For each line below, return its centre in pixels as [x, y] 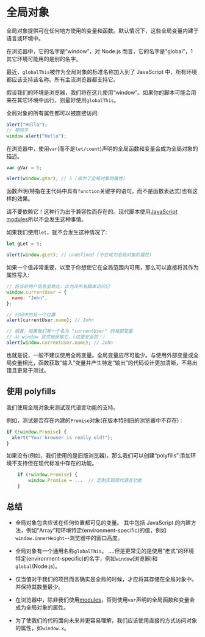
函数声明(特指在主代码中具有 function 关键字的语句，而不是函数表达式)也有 [99, 191]
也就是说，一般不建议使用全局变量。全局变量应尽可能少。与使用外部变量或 [100, 355]
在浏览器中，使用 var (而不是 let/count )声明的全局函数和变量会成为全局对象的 [102, 148]
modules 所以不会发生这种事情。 [47, 219]
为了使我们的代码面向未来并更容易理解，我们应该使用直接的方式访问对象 [106, 620]
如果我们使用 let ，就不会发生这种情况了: [57, 232]
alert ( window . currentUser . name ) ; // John [60, 343]
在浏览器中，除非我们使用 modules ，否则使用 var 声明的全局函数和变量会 [105, 600]
